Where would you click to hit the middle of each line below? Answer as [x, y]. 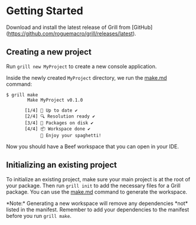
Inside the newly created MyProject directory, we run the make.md [86, 77]
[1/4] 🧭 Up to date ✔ [51, 110]
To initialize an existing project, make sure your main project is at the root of [98, 179]
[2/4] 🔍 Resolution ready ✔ [60, 116]
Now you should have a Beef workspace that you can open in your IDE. [92, 146]
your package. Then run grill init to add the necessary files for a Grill [94, 185]
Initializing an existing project [61, 165]
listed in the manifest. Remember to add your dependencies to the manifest [98, 209]
